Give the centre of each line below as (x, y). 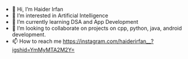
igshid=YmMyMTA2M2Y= (43, 50)
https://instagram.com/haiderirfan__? (108, 41)
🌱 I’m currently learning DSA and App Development (75, 22)
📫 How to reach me (37, 41)
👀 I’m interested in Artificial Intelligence (60, 15)
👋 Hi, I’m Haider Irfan (37, 9)
